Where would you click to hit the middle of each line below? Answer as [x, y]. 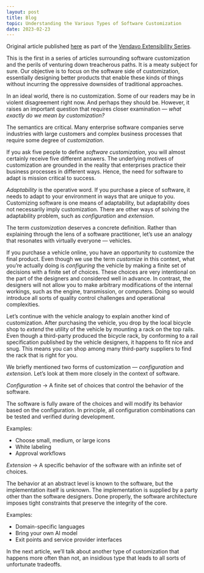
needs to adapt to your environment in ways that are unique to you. [91, 197]
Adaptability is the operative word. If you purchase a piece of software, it [98, 190]
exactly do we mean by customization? [56, 115]
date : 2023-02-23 [28, 29]
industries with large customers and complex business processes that [94, 134]
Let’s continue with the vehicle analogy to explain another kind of [88, 316]
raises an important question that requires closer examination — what [94, 109]
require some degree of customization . [55, 141]
